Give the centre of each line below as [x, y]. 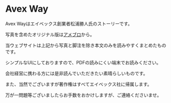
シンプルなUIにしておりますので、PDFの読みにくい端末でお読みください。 [83, 62]
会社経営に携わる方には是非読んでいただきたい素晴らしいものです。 [77, 73]
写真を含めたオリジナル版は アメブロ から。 [50, 34]
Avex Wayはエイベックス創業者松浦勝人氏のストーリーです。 [69, 23]
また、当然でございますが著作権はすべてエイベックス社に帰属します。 [79, 84]
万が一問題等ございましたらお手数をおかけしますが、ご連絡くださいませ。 [83, 95]
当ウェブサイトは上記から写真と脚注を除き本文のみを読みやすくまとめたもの [86, 45]
